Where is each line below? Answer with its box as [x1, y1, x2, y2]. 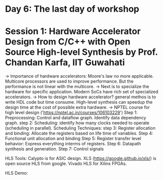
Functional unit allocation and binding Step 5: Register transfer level [5, 135, 141, 141]
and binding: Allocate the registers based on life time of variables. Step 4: [5, 131, 153, 136]
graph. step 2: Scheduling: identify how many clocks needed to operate [5, 120, 149, 126]
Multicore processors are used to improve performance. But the [5, 78, 134, 84]
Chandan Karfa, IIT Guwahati [5, 57, 125, 68]
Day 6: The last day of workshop [5, 3, 140, 15]
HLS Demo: [5, 170, 28, 176]
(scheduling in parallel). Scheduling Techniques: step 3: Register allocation [5, 125, 156, 131]
